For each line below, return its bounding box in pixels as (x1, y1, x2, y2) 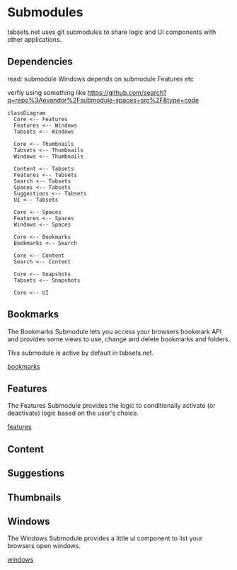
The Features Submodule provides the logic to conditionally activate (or (7, 401, 216, 410)
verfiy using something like (7, 88, 86, 96)
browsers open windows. (7, 542, 81, 550)
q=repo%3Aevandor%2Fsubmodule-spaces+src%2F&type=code (7, 96, 200, 104)
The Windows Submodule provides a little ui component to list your (7, 534, 203, 542)
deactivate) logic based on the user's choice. (7, 409, 139, 418)
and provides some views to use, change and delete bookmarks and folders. (7, 334, 231, 343)
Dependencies (7, 56, 73, 68)
